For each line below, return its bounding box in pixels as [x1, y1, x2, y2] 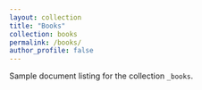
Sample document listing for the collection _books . [9, 70, 194, 81]
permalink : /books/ [9, 37, 82, 47]
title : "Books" [9, 21, 66, 30]
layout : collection [9, 12, 82, 22]
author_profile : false [9, 46, 94, 55]
